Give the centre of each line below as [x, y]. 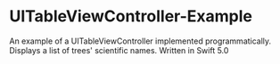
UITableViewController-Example [131, 16]
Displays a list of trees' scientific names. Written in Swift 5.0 [119, 50]
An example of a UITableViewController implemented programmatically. [140, 41]
